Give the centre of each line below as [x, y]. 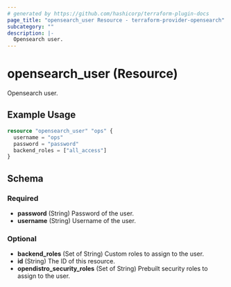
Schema [25, 178]
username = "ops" [38, 137]
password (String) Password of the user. [75, 213]
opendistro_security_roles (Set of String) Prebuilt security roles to [112, 269]
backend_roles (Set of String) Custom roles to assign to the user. [111, 254]
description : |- [31, 33]
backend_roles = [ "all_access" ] [60, 150]
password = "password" [46, 144]
